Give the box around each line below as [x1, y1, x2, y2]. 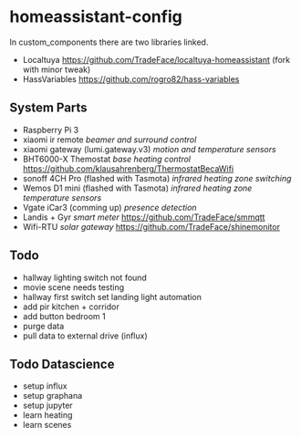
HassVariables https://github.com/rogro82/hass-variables [22, 73, 240, 84]
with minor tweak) [22, 64, 91, 75]
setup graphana [22, 390, 83, 401]
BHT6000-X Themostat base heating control [22, 153, 192, 164]
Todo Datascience [9, 356, 115, 371]
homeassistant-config [9, 6, 182, 27]
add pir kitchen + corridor [22, 301, 120, 312]
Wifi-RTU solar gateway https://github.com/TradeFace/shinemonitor [22, 221, 281, 232]
